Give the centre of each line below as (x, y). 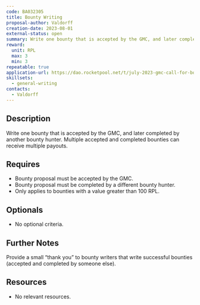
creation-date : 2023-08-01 (40, 28)
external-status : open (34, 34)
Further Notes (33, 243)
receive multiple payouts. (37, 146)
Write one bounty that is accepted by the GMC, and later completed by (93, 133)
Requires (23, 164)
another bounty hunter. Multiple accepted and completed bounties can (93, 139)
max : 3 (20, 56)
